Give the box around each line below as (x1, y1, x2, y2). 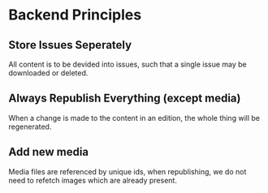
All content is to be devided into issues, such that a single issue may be (8, 59, 248, 69)
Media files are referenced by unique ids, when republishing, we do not (8, 166, 247, 176)
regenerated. (8, 122, 52, 131)
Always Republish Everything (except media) (8, 92, 241, 105)
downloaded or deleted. (8, 68, 89, 78)
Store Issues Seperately (8, 38, 132, 52)
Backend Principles (8, 6, 142, 24)
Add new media (8, 145, 89, 159)
